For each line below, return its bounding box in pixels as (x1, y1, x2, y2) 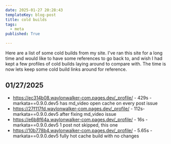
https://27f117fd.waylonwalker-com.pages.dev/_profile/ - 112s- (12, 106, 145, 112)
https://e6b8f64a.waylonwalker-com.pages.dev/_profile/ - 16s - (12, 116, 148, 122)
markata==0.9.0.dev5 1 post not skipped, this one (12, 121, 118, 128)
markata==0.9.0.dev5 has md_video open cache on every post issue (12, 100, 158, 106)
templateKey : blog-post (5, 12, 56, 17)
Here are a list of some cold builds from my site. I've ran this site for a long (5, 50, 163, 56)
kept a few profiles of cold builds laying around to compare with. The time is (5, 61, 166, 67)
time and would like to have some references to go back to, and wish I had (5, 55, 163, 61)
